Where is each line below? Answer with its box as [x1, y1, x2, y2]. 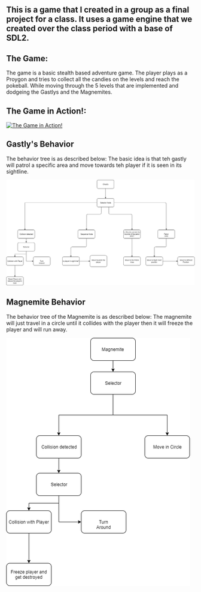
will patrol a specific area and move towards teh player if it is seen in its [6, 162, 182, 169]
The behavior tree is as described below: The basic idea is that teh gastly [6, 155, 187, 162]
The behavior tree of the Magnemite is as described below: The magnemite [6, 313, 192, 320]
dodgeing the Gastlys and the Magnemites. [6, 88, 112, 95]
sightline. [6, 168, 29, 175]
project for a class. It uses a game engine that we [6, 14, 193, 25]
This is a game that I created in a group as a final [6, 5, 190, 15]
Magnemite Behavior [6, 297, 86, 307]
